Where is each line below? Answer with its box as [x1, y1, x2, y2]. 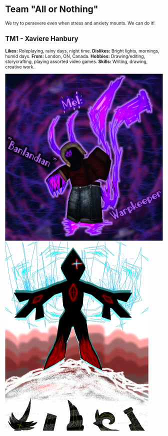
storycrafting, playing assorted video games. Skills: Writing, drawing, [5, 58, 148, 64]
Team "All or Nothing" [5, 3, 98, 15]
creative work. [5, 63, 35, 69]
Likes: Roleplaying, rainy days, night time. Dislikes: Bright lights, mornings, [5, 47, 159, 53]
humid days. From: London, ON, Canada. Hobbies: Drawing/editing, [5, 53, 145, 59]
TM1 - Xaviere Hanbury [5, 34, 78, 43]
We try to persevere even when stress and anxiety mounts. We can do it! [5, 20, 155, 26]
